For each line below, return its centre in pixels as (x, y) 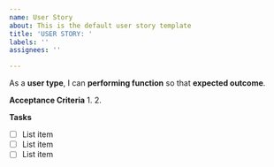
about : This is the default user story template (100, 26)
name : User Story (41, 17)
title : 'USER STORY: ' (51, 34)
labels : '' (29, 42)
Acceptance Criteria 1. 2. (55, 100)
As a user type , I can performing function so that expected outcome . (137, 83)
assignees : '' (35, 50)
